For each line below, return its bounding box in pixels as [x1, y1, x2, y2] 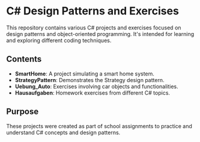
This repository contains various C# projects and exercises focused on [6, 24, 181, 31]
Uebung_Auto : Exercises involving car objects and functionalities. [14, 83, 178, 90]
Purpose [6, 107, 39, 117]
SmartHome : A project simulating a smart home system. [14, 70, 155, 77]
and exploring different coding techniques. [6, 37, 112, 44]
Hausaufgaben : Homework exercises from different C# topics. [14, 89, 170, 96]
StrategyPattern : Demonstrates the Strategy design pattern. [14, 76, 165, 83]
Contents [6, 54, 42, 64]
